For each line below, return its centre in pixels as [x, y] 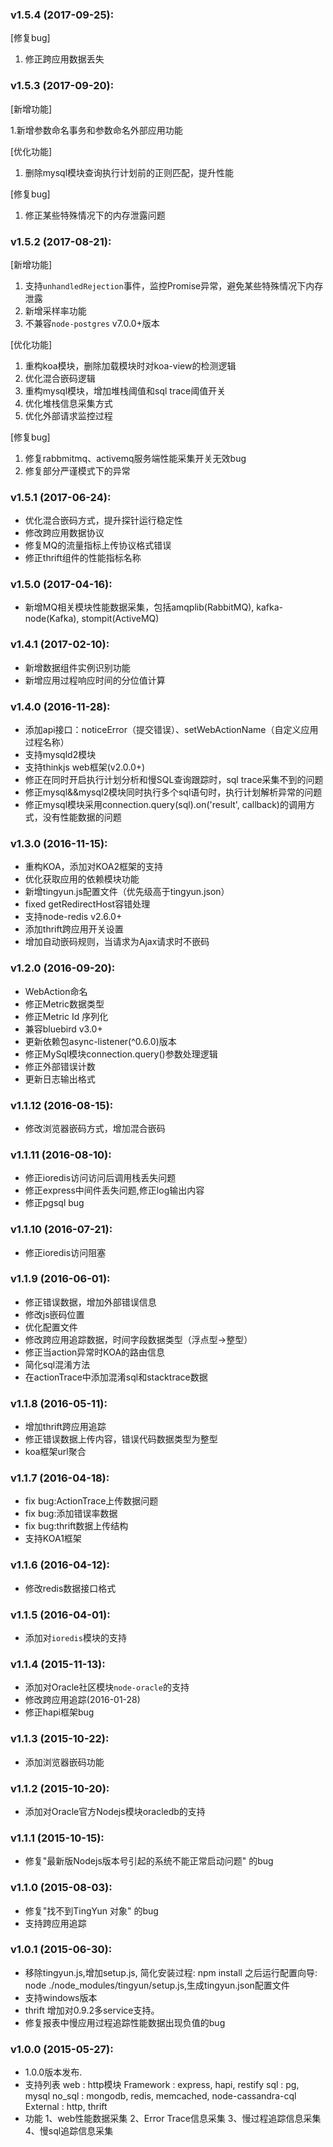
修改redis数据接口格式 [70, 1588]
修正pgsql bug [54, 1203]
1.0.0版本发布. [53, 2072]
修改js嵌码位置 [54, 1314]
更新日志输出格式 [60, 1079]
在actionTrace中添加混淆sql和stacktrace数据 [116, 1377]
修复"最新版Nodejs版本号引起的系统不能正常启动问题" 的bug [149, 1861]
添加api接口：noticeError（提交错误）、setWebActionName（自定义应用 [171, 730]
